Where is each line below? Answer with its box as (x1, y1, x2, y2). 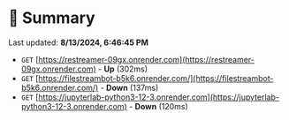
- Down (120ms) (128, 101, 189, 111)
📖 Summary (8, 8, 95, 28)
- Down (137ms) (100, 82, 159, 93)
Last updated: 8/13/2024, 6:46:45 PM (8, 37, 149, 48)
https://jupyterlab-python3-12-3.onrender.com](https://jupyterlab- (38, 92, 280, 102)
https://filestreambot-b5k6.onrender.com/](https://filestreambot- (38, 72, 274, 83)
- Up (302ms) (97, 64, 148, 74)
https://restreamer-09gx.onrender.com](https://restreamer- (38, 54, 255, 64)
